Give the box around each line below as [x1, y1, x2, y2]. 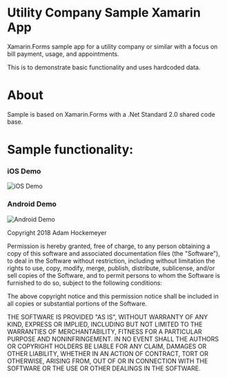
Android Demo [7, 199, 57, 209]
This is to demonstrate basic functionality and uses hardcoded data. [7, 63, 201, 71]
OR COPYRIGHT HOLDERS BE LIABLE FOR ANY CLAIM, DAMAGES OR [7, 342, 207, 350]
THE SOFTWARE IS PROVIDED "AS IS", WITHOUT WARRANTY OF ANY [7, 312, 208, 321]
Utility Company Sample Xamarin [7, 5, 201, 21]
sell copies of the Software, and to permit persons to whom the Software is [7, 271, 221, 279]
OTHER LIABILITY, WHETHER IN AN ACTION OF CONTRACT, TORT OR [7, 349, 208, 357]
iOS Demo [7, 166, 41, 176]
